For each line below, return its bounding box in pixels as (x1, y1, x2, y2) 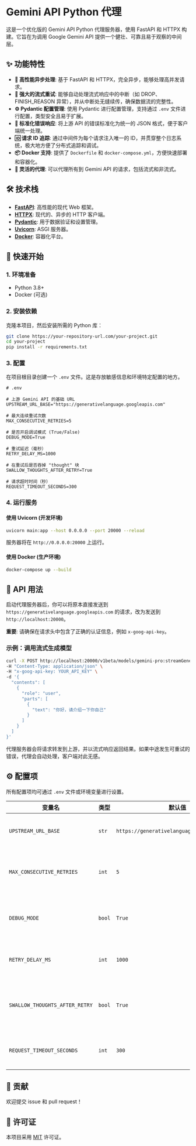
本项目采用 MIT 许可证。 (6, 1134, 65, 1141)
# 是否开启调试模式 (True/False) (6, 430, 80, 435)
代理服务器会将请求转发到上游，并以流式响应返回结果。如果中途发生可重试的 (6, 745, 190, 752)
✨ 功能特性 (6, 59, 45, 69)
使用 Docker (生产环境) (6, 554, 61, 561)
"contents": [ (11, 680, 45, 685)
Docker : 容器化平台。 (14, 232, 66, 240)
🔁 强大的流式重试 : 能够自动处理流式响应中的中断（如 (14, 90, 140, 97)
